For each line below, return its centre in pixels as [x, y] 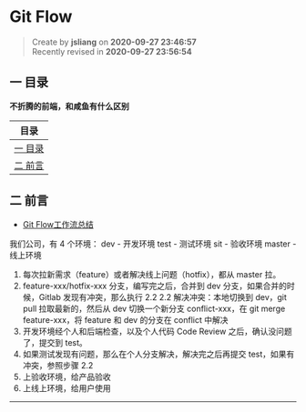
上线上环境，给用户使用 [66, 387]
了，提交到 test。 [55, 342]
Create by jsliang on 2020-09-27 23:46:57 [114, 42]
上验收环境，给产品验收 [66, 377]
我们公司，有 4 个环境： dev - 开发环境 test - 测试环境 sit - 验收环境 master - [153, 244]
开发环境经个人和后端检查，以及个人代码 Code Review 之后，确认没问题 [158, 331]
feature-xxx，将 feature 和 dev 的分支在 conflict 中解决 [125, 319]
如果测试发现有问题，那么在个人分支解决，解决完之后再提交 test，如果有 [158, 354]
